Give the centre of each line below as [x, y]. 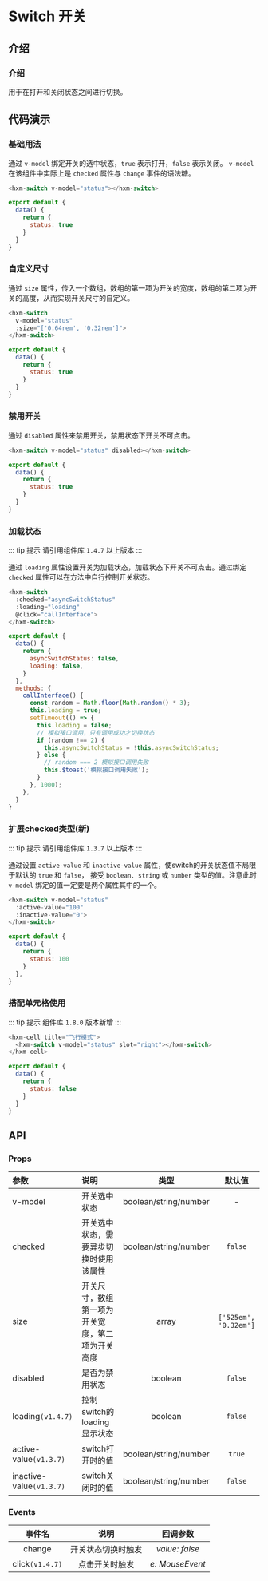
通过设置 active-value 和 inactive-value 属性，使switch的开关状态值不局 [129, 865]
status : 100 [49, 959]
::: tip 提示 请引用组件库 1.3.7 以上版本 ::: [75, 848]
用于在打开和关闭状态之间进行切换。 [68, 92]
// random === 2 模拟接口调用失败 [96, 763]
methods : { [33, 688]
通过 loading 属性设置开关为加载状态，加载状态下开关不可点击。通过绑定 [128, 567]
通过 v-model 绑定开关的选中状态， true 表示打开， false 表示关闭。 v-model [131, 163]
